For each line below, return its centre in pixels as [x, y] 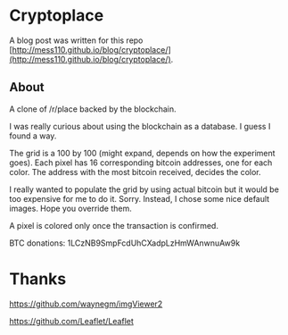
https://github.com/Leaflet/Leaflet [71, 321]
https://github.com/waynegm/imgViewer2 [86, 304]
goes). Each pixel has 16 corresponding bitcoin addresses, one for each [141, 163]
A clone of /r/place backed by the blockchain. [93, 109]
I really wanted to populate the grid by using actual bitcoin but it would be [144, 189]
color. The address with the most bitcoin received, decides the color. [135, 172]
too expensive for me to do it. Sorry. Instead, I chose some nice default [140, 198]
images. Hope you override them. [70, 208]
